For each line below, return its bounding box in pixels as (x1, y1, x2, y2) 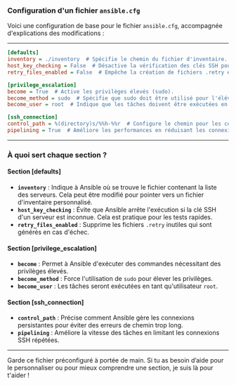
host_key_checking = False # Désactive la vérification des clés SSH (7, 63, 218, 70)
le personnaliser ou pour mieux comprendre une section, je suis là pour (7, 364, 214, 372)
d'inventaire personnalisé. (17, 198, 93, 207)
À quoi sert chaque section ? (7, 150, 107, 159)
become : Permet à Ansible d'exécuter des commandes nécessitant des (17, 259, 221, 268)
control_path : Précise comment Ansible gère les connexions (17, 313, 195, 322)
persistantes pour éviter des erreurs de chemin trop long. (17, 321, 184, 329)
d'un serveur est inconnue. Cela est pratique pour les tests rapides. (17, 213, 213, 221)
